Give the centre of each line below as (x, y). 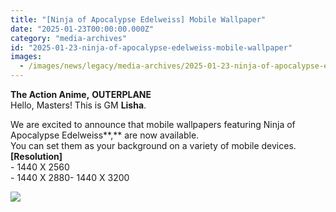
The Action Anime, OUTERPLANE (81, 94)
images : (26, 57)
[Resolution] (36, 156)
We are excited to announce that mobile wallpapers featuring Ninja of (153, 124)
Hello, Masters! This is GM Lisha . (78, 105)
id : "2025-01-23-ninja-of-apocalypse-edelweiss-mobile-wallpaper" (151, 47)
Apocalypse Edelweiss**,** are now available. (105, 135)
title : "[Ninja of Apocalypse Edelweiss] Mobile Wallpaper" (138, 19)
